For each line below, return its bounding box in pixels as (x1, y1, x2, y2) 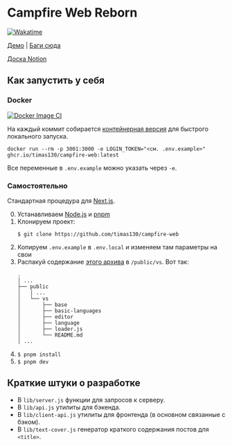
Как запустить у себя (7, 75, 105, 87)
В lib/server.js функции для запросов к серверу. (17, 395, 166, 404)
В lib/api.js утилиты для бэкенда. (17, 403, 121, 411)
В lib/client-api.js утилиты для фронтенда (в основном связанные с (17, 410, 226, 418)
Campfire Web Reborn (7, 5, 138, 21)
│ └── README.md (17, 331, 83, 339)
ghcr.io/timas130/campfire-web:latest (7, 151, 119, 159)
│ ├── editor (17, 313, 74, 320)
